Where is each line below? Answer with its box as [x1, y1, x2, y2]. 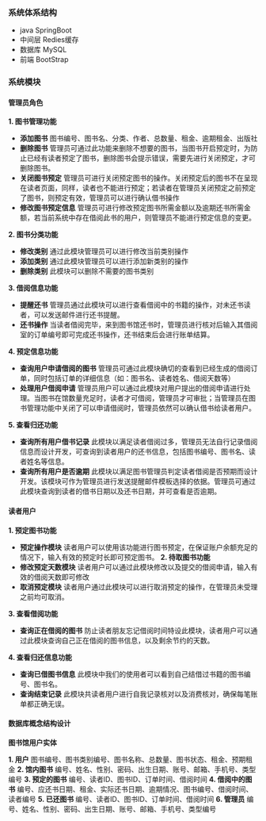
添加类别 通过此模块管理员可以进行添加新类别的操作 [19, 256, 188, 267]
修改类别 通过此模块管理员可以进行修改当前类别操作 [19, 247, 188, 256]
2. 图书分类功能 [8, 230, 59, 240]
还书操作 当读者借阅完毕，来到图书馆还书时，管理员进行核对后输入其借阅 [19, 320, 258, 330]
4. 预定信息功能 [8, 347, 59, 356]
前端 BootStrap [19, 55, 69, 64]
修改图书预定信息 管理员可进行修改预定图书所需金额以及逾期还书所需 [19, 203, 244, 213]
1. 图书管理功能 [8, 117, 57, 126]
